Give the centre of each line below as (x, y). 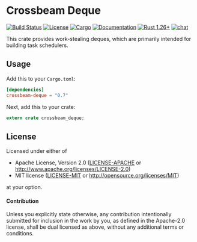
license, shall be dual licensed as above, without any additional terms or (95, 227)
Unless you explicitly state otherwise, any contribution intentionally (89, 214)
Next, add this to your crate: (41, 107)
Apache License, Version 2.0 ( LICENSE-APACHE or (78, 163)
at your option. (24, 187)
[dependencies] (25, 90)
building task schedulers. (37, 45)
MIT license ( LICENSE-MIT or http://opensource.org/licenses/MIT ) (97, 176)
